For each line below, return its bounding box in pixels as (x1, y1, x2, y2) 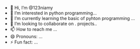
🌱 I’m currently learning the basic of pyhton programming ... (10, 15, 135, 21)
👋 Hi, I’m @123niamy (10, 5, 53, 10)
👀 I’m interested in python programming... (10, 10, 97, 16)
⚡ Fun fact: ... (10, 39, 38, 45)
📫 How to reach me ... (10, 26, 57, 32)
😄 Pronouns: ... (10, 33, 43, 39)
